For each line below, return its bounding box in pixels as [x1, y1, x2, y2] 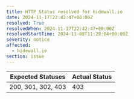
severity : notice [6, 37, 50, 43]
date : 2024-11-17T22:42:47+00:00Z [6, 14, 94, 20]
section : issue [6, 53, 45, 59]
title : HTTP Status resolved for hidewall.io [6, 8, 123, 15]
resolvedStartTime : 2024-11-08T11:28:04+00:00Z [6, 31, 129, 37]
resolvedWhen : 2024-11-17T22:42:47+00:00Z [6, 25, 115, 32]
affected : [6, 43, 31, 49]
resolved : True [6, 20, 45, 26]
